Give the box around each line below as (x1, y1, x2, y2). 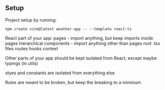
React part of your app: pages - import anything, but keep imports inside (5, 35, 154, 41)
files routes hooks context (5, 45, 58, 51)
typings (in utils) (5, 60, 38, 66)
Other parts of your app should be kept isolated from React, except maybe (5, 55, 157, 61)
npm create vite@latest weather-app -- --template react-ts (5, 27, 132, 31)
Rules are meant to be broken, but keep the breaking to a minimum (5, 79, 141, 85)
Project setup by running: (5, 17, 57, 23)
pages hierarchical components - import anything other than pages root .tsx (5, 40, 160, 46)
